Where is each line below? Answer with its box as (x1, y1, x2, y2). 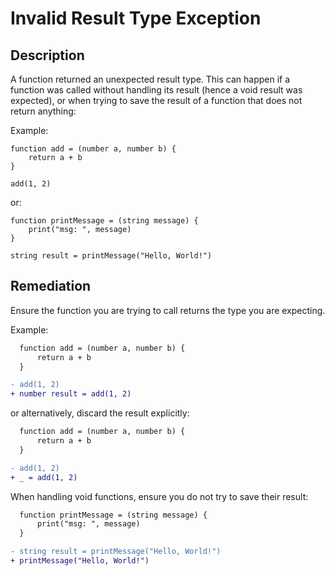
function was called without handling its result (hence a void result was (10, 84, 303, 96)
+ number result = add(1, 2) (10, 389, 132, 399)
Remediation (10, 278, 92, 295)
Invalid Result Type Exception (10, 7, 262, 30)
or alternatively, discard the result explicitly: (10, 407, 190, 419)
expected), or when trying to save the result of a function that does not (10, 95, 303, 106)
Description (10, 47, 85, 64)
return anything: (10, 105, 77, 117)
